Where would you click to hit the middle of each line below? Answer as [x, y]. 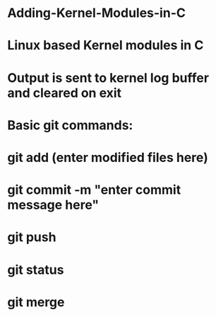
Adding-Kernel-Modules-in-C [96, 13]
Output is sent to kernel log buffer [108, 77]
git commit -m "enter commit [94, 190]
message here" [53, 205]
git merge [36, 302]
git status [36, 270]
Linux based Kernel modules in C [106, 46]
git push [32, 237]
